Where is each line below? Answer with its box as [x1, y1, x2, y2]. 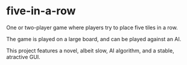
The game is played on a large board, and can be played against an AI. [6, 35, 182, 42]
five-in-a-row [6, 4, 76, 18]
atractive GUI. [6, 53, 40, 60]
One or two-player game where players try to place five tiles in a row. [6, 24, 178, 31]
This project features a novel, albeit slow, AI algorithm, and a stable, [6, 47, 174, 54]
